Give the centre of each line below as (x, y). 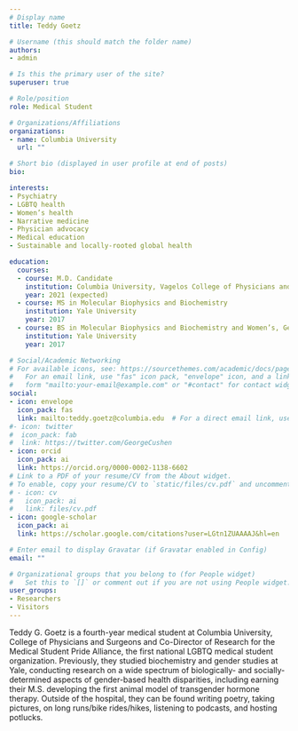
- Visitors (29, 608)
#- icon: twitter (41, 426)
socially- (270, 670)
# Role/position (39, 99)
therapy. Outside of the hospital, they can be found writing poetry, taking (142, 698)
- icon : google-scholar (53, 517)
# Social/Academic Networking (65, 361)
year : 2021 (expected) (67, 295)
